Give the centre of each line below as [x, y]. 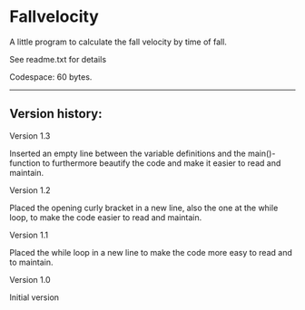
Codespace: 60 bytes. [51, 77]
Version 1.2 [30, 190]
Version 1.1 [29, 235]
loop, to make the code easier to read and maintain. [106, 217]
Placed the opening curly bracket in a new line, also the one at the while [144, 208]
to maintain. [31, 262]
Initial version [34, 297]
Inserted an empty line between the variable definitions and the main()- [143, 153]
